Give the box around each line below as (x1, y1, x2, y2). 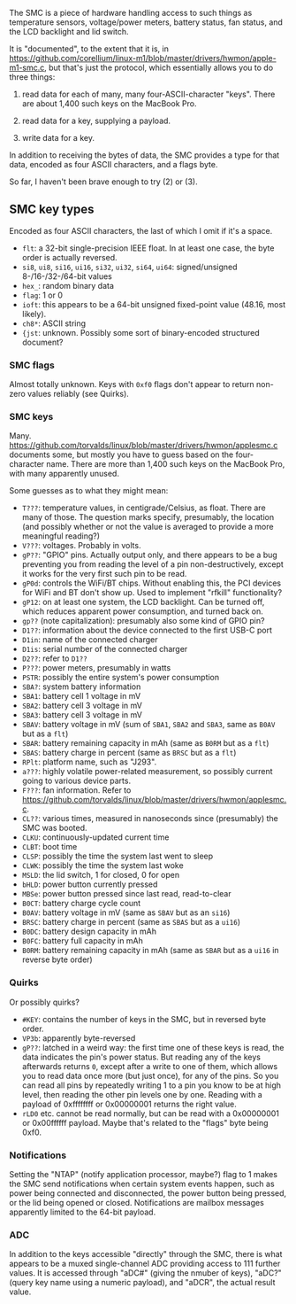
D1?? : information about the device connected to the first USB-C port (21, 625, 272, 636)
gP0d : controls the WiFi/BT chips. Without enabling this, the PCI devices (21, 578, 281, 588)
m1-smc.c (9, 62, 45, 73)
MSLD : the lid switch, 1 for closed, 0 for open (21, 870, 180, 881)
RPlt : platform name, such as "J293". (21, 757, 157, 767)
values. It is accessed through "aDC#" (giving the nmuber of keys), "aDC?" (9, 1268, 283, 1278)
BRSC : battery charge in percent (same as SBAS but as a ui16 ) (21, 917, 241, 928)
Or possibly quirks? (9, 997, 80, 1007)
